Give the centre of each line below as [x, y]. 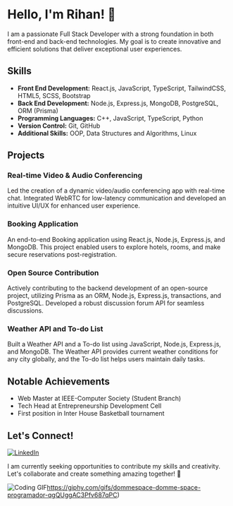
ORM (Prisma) [38, 110]
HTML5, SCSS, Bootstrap [54, 95]
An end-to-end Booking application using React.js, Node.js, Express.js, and [116, 239]
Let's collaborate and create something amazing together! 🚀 [94, 474]
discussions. [25, 311]
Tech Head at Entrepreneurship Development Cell [89, 406]
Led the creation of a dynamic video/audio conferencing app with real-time [116, 191]
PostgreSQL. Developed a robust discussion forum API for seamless [106, 303]
